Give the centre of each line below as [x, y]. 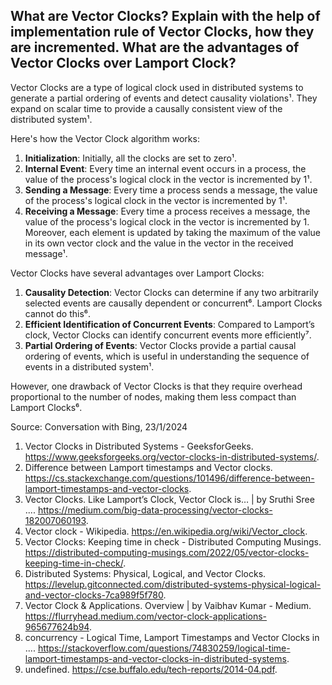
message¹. [46, 253]
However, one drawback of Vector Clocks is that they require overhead [156, 386]
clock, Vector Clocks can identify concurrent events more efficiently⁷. [168, 335]
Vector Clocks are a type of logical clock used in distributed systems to [157, 87]
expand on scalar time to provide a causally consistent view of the [146, 108]
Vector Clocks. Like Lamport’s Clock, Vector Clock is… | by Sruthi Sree [169, 499]
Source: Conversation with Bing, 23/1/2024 [99, 426]
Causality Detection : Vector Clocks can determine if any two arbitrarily [171, 292]
